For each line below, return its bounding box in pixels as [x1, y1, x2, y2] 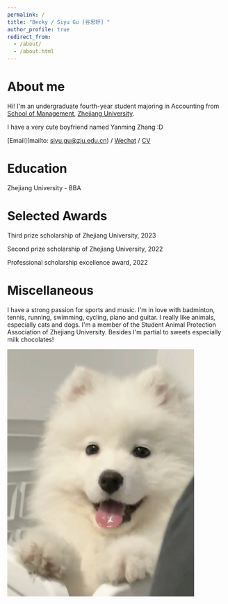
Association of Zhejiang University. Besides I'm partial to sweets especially [7, 327, 222, 336]
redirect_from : [7, 33, 51, 40]
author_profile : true [7, 26, 70, 33]
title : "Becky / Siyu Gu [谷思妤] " [7, 18, 111, 26]
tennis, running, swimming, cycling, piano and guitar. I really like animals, [7, 313, 215, 321]
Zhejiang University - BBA [7, 183, 81, 192]
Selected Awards [7, 208, 108, 224]
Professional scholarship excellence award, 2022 [7, 258, 148, 266]
